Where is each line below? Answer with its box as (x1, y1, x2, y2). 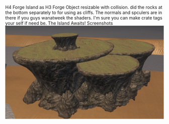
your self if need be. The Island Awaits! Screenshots (5, 20, 113, 26)
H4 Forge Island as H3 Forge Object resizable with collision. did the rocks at (5, 4, 162, 10)
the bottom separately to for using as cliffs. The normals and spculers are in (5, 9, 162, 15)
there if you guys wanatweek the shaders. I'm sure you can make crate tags (5, 15, 162, 20)
